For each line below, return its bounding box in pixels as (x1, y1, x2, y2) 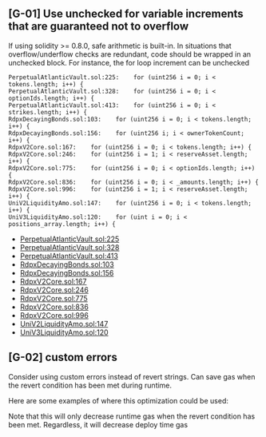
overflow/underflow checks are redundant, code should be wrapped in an (8, 49, 252, 59)
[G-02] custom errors (8, 351, 117, 364)
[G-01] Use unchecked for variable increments (8, 7, 244, 21)
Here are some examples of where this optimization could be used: (8, 395, 229, 405)
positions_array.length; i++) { (8, 220, 116, 228)
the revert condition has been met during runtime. (8, 380, 173, 390)
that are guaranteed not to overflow (8, 20, 189, 34)
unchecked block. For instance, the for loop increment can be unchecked (8, 58, 250, 67)
